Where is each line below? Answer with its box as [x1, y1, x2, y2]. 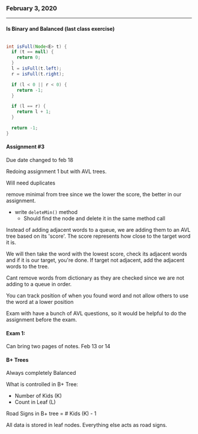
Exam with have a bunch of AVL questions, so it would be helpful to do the [6, 309, 187, 317]
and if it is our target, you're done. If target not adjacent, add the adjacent [6, 256, 184, 264]
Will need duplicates [6, 179, 56, 186]
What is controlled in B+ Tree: [6, 381, 78, 388]
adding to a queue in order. [6, 280, 72, 287]
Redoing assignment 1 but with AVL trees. [6, 167, 107, 175]
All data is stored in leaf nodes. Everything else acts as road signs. [6, 422, 167, 429]
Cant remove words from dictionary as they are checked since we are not [6, 274, 184, 281]
